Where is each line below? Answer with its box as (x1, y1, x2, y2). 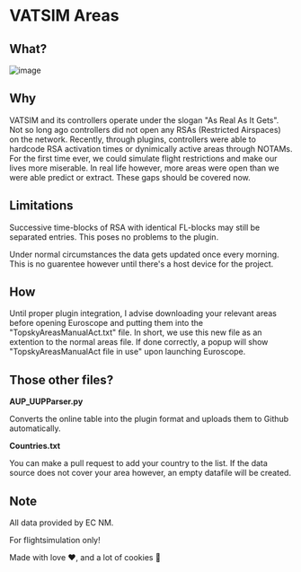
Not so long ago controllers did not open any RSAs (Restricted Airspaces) (9, 124, 281, 135)
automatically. (9, 423, 61, 434)
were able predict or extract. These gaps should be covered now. (9, 172, 251, 182)
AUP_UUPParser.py (9, 396, 84, 407)
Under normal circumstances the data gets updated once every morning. (9, 249, 280, 260)
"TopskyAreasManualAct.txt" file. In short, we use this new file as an (9, 327, 262, 338)
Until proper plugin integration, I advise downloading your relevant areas (9, 308, 277, 319)
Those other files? (9, 372, 114, 387)
